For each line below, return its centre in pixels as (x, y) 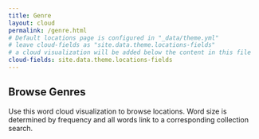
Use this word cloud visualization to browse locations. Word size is (118, 111)
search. (21, 128)
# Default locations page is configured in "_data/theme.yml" (114, 38)
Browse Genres (47, 92)
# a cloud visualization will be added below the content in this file (129, 52)
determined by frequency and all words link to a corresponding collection (129, 119)
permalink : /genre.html (48, 30)
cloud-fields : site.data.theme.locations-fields (90, 60)
